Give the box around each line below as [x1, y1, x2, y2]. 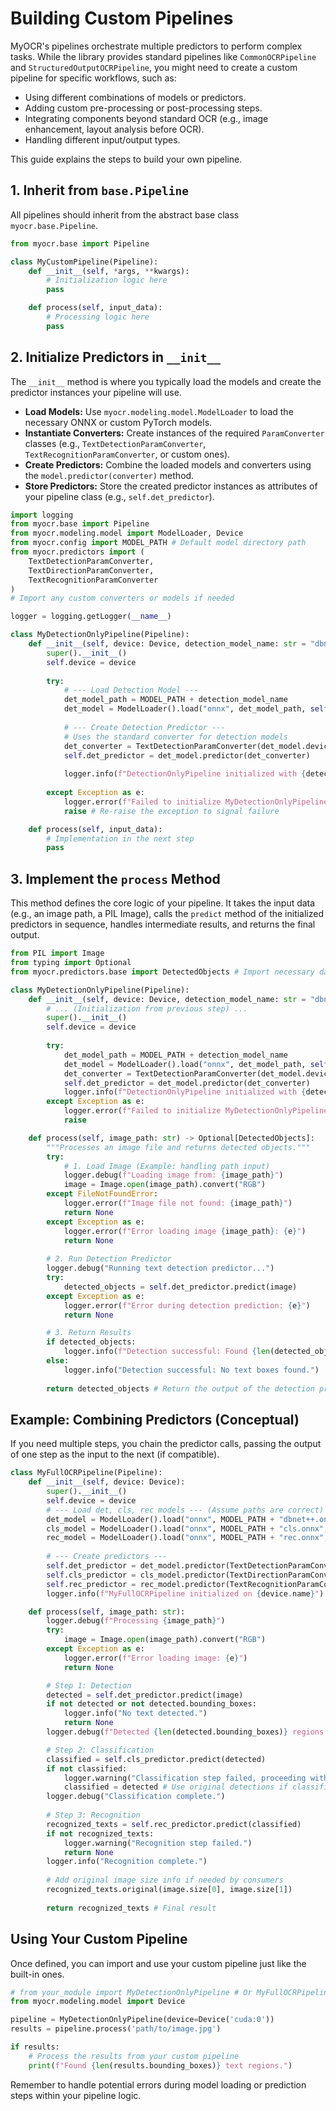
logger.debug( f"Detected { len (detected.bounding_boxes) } [46, 1727, 288, 1737]
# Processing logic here [46, 312, 150, 322]
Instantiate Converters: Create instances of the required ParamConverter [24, 427, 325, 439]
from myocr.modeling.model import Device [10, 1997, 186, 2007]
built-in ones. [10, 1968, 65, 1980]
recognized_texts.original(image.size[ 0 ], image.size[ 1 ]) [46, 1885, 293, 1895]
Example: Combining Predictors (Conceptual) [10, 1411, 300, 1428]
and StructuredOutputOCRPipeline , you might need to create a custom [10, 61, 298, 73]
